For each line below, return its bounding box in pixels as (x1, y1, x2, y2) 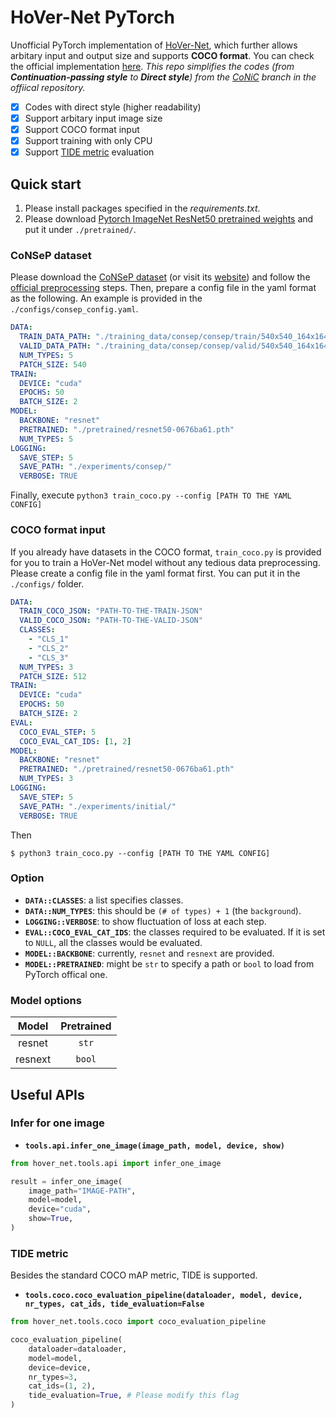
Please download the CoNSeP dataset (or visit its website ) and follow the (10, 271, 311, 283)
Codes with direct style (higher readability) (24, 101, 202, 113)
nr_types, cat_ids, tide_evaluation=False (24, 1299, 205, 1310)
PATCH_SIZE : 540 (19, 359, 87, 370)
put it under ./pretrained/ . (24, 224, 137, 236)
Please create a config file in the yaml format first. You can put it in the (10, 567, 301, 579)
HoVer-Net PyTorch (10, 6, 175, 29)
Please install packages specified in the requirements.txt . (24, 202, 261, 215)
